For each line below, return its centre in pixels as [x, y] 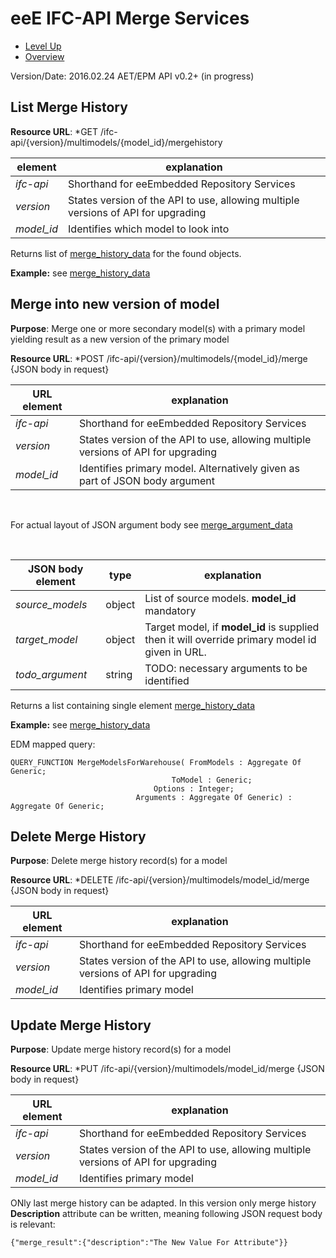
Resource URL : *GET [54, 131]
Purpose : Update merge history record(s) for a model [121, 1049]
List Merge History [69, 107]
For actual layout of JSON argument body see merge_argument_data [151, 524]
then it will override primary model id [230, 639]
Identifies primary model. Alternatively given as [189, 468]
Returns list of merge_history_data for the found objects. [126, 253]
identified [167, 680]
